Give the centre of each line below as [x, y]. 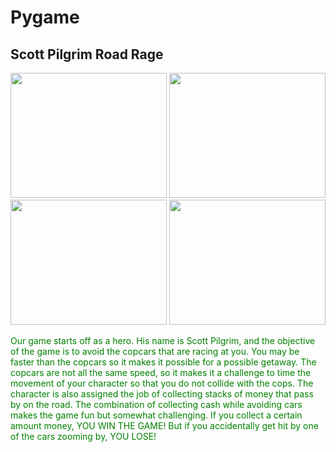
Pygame [45, 17]
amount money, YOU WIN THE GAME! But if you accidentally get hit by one [164, 425]
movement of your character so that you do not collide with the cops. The [162, 383]
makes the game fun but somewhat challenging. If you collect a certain [156, 415]
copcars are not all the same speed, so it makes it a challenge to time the [161, 372]
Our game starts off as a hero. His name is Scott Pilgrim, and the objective [163, 340]
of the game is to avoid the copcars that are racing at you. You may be [155, 351]
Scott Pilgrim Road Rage [87, 54]
